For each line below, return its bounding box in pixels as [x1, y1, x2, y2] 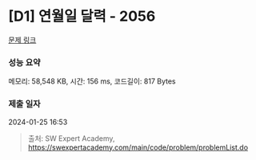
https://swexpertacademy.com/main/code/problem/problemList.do [27, 142, 249, 152]
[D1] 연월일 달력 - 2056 [8, 7, 156, 25]
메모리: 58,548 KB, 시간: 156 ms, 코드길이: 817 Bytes [8, 76, 176, 86]
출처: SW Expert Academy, [27, 133, 115, 143]
